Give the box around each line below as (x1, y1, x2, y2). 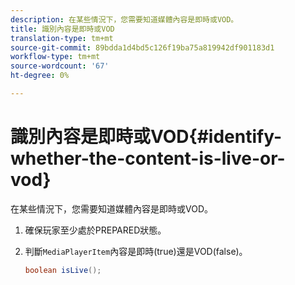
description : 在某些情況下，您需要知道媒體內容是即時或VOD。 (10, 14, 239, 25)
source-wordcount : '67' (10, 61, 110, 71)
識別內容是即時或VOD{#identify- (10, 126, 283, 148)
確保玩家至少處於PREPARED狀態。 (24, 224, 167, 236)
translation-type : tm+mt (10, 33, 114, 43)
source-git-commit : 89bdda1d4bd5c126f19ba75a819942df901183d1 (10, 42, 275, 53)
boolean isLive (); (24, 265, 102, 275)
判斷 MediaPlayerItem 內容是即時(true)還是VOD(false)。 (24, 245, 248, 257)
